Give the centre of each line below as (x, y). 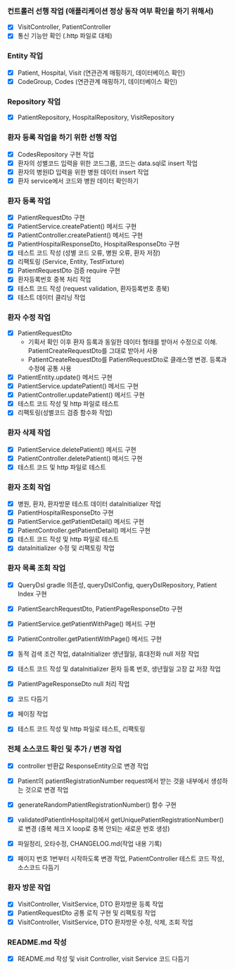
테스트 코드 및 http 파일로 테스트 (62, 467)
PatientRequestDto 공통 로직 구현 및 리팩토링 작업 (87, 913)
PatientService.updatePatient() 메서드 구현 (78, 386)
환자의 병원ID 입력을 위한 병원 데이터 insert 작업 (83, 172)
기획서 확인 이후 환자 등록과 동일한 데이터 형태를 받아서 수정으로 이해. (123, 342)
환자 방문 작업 (29, 887)
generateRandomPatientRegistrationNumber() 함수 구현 (97, 804)
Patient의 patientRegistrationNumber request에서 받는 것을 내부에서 (113, 781)
